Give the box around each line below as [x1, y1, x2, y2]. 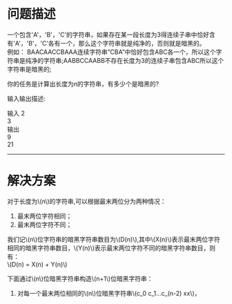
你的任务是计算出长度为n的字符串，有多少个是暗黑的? [7, 79, 159, 88]
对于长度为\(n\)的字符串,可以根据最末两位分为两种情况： [7, 197, 166, 205]
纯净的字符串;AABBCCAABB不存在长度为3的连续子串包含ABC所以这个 [25, 56, 224, 64]
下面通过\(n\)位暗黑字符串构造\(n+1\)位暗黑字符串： [7, 274, 153, 283]
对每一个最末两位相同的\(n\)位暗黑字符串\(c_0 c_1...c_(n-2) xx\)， [17, 289, 201, 297]
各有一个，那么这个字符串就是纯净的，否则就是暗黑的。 [48, 39, 206, 47]
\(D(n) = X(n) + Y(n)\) [7, 260, 68, 268]
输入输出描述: [7, 94, 46, 102]
